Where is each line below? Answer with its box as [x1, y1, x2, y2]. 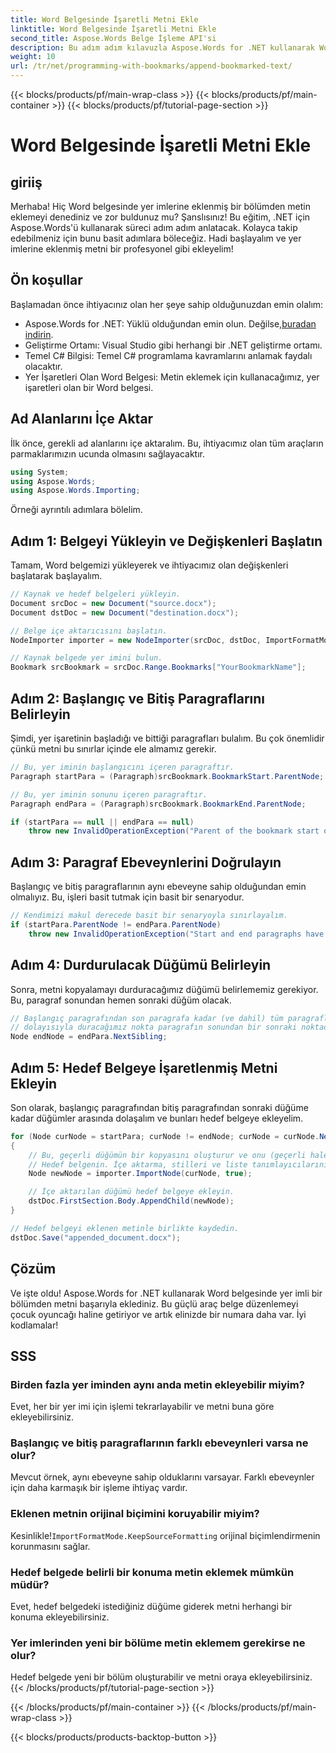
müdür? [10, 1577, 50, 1591]
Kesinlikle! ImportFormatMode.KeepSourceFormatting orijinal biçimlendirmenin [10, 1529, 321, 1541]
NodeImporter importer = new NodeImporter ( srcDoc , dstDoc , [10, 635, 262, 645]
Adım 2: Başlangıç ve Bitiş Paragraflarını [10, 690, 266, 707]
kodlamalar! [10, 1319, 59, 1331]
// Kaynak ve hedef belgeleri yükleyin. [10, 589, 182, 600]
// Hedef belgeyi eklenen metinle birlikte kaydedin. [10, 1223, 240, 1233]
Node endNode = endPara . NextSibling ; [10, 1032, 168, 1042]
